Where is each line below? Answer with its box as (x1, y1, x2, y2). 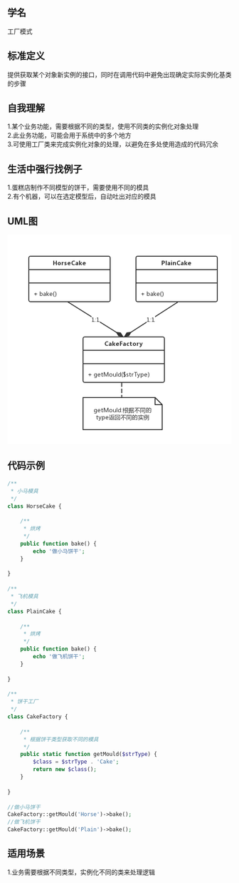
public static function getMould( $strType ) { (20, 751, 158, 758)
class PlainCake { (7, 608, 62, 615)
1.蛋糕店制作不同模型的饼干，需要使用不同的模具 (7, 183, 149, 192)
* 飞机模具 (10, 593, 39, 600)
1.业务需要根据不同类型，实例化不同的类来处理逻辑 (7, 867, 155, 876)
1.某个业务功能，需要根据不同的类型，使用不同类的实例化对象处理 (7, 122, 199, 131)
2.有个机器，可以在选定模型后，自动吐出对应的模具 (7, 192, 156, 201)
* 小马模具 (10, 487, 39, 494)
